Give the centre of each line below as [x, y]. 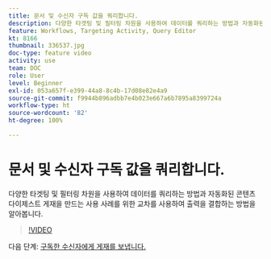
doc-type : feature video [50, 53]
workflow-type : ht [39, 105]
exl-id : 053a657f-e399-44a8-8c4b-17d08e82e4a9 [88, 90]
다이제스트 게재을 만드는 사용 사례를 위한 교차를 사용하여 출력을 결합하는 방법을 [132, 203]
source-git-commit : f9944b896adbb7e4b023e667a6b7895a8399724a [115, 98]
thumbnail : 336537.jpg [46, 46]
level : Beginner [35, 83]
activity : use [32, 61]
